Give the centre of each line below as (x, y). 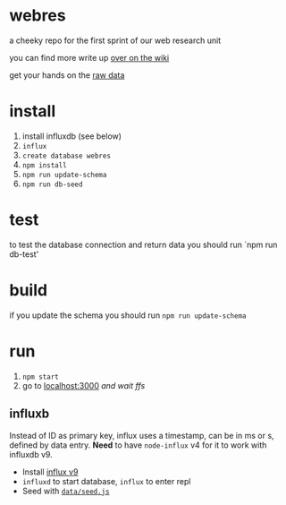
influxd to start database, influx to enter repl (106, 481)
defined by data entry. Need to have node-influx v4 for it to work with (138, 445)
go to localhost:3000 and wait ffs (84, 385)
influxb (29, 414)
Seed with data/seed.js (66, 491)
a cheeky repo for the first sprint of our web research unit (115, 40)
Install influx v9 (50, 472)
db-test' (24, 254)
